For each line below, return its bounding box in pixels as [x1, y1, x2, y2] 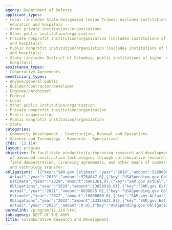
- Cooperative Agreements [5, 70, 60, 75]
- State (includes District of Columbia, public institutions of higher [5, 55, 164, 60]
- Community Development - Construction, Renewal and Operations [5, 131, 147, 136]
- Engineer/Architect [5, 88, 52, 94]
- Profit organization [5, 112, 54, 118]
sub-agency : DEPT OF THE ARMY [5, 212, 70, 218]
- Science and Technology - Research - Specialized [5, 136, 118, 141]
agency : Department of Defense [5, 7, 72, 13]
